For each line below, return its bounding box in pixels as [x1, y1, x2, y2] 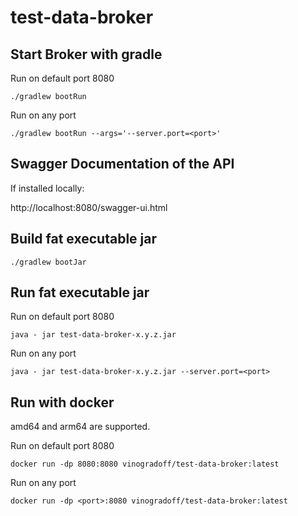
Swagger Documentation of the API [10, 156, 235, 173]
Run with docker [10, 394, 115, 411]
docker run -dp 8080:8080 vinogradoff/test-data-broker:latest [10, 459, 280, 470]
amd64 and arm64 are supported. [10, 421, 151, 433]
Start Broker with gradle [10, 46, 163, 63]
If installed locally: [10, 182, 85, 194]
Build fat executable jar [10, 231, 157, 248]
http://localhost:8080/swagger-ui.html [10, 201, 168, 213]
